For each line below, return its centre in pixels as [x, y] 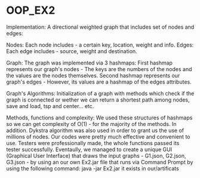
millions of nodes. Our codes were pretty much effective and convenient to [98, 136]
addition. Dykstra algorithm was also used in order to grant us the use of [95, 130]
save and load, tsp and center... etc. [50, 106]
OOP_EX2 [31, 10]
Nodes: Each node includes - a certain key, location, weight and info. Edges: [100, 45]
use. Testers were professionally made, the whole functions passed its [93, 143]
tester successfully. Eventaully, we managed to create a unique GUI [89, 149]
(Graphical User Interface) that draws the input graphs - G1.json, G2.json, [96, 155]
